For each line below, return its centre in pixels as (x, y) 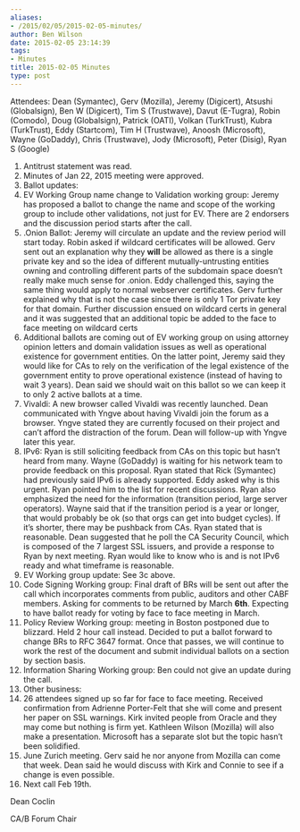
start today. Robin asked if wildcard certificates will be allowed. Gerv (149, 242)
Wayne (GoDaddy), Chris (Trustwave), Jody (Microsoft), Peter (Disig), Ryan (148, 139)
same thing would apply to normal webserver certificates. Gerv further (153, 289)
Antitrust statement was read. (77, 166)
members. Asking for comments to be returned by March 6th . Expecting (156, 603)
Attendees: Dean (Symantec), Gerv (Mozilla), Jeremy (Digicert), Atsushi (142, 101)
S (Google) (30, 149)
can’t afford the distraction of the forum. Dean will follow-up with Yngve (155, 432)
